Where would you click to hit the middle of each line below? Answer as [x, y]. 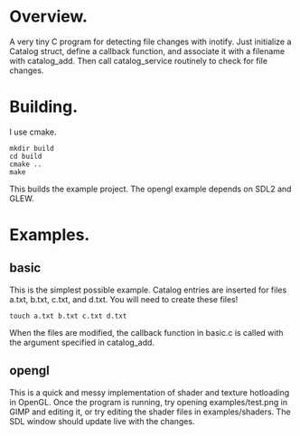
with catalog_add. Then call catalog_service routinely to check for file [139, 60]
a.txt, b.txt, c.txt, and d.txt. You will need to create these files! [124, 299]
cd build [26, 156]
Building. [44, 107]
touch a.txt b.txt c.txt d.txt [68, 316]
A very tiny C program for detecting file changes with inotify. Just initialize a [150, 42]
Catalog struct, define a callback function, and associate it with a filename [147, 51]
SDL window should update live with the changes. [102, 421]
